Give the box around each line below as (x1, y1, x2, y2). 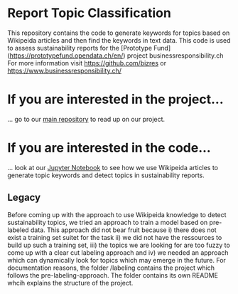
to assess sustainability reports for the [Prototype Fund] (7, 43, 171, 52)
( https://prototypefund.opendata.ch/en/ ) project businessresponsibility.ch (7, 51, 224, 60)
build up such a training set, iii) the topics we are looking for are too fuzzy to (7, 241, 231, 249)
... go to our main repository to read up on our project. (7, 115, 166, 123)
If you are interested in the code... (7, 140, 211, 156)
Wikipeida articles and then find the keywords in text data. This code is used (7, 36, 231, 44)
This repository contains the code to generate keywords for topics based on (7, 28, 230, 37)
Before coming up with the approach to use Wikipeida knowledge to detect (7, 210, 227, 219)
